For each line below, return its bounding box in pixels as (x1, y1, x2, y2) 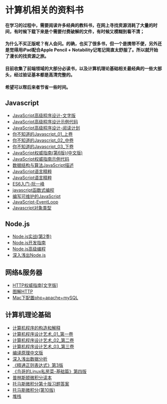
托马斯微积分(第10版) (12, 387, 56, 393)
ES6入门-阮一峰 (12, 181, 45, 187)
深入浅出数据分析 (12, 356, 48, 362)
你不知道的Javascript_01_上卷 (12, 131, 73, 137)
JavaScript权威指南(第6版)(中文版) (12, 150, 83, 156)
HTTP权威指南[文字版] (12, 282, 58, 288)
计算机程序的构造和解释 (12, 324, 61, 331)
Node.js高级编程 (12, 246, 46, 252)
